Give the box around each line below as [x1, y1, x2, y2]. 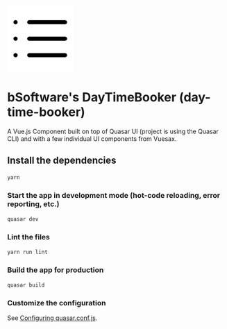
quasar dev [7, 215, 39, 223]
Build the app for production [7, 265, 104, 275]
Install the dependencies [7, 155, 117, 167]
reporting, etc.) [7, 199, 60, 209]
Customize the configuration [7, 298, 106, 308]
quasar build [7, 282, 45, 289]
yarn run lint [7, 248, 49, 256]
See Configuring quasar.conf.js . [7, 314, 98, 322]
